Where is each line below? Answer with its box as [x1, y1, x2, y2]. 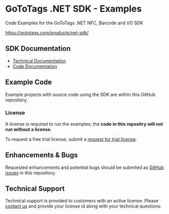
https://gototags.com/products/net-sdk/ [5, 29, 89, 35]
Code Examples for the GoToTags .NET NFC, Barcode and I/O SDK [5, 20, 143, 26]
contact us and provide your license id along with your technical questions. [5, 203, 162, 209]
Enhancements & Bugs [5, 151, 78, 160]
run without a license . [5, 126, 52, 132]
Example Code [5, 78, 52, 87]
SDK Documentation [5, 44, 71, 53]
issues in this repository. [5, 169, 56, 175]
